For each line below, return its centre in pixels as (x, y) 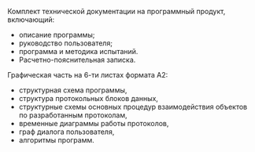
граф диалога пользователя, (67, 132)
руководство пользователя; (66, 43)
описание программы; (57, 35)
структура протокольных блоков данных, (89, 98)
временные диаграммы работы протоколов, (94, 123)
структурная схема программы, (73, 90)
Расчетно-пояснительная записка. (77, 60)
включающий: (31, 20)
